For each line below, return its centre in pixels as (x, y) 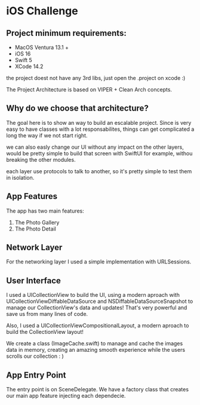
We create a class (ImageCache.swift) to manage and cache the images (95, 343)
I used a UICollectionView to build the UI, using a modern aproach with (93, 295)
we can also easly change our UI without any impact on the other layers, (95, 147)
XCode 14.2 (29, 66)
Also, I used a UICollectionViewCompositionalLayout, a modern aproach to (98, 326)
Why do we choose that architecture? (78, 108)
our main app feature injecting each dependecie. (66, 396)
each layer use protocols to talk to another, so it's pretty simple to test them (99, 171)
